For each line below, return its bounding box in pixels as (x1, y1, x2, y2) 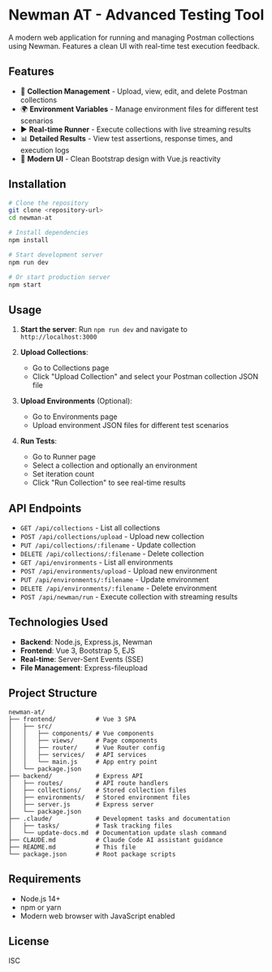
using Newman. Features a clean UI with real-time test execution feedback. (8, 41, 260, 50)
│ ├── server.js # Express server (8, 800, 154, 809)
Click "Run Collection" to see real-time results (32, 477, 186, 488)
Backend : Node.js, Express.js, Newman (19, 637, 153, 646)
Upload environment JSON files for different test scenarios (32, 421, 229, 430)
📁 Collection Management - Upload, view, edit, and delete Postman (19, 86, 248, 96)
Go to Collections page (32, 363, 110, 373)
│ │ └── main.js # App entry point (8, 758, 158, 766)
